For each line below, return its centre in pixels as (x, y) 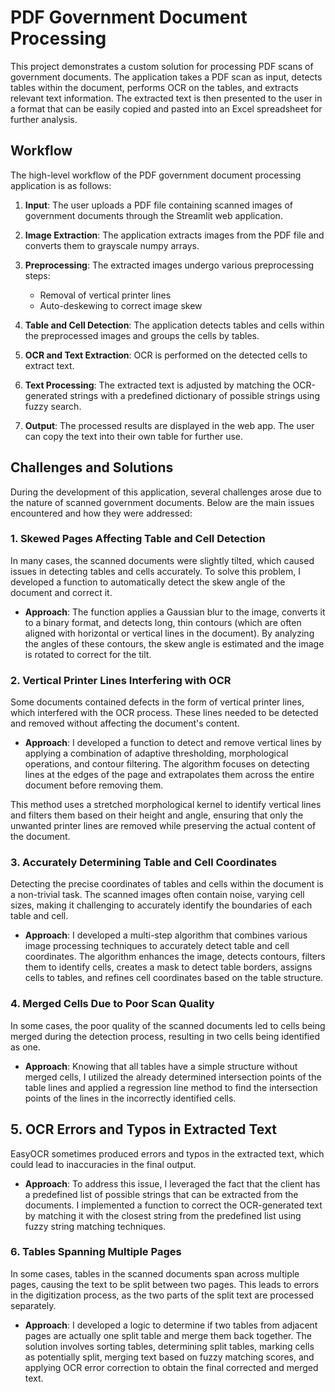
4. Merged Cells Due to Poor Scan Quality (112, 1004)
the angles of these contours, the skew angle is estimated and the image (174, 643)
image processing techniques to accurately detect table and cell (157, 946)
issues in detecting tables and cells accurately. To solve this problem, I (155, 571)
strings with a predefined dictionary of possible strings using (194, 395)
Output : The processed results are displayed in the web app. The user (169, 425)
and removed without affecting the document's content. (125, 723)
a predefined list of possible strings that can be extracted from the (161, 1194)
